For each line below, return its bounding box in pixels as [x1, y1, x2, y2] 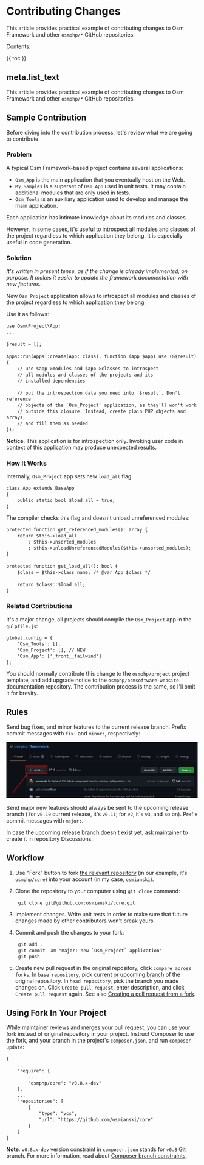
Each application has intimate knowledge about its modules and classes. [6, 213, 188, 221]
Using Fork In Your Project [6, 1007, 107, 1018]
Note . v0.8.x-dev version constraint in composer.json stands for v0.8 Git [6, 1146, 186, 1153]
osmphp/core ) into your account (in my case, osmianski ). [15, 876, 154, 883]
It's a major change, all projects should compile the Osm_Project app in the [6, 615, 192, 623]
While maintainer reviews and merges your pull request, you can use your [6, 1024, 191, 1031]
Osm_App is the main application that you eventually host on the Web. [15, 175, 185, 183]
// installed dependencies [17, 378, 86, 384]
